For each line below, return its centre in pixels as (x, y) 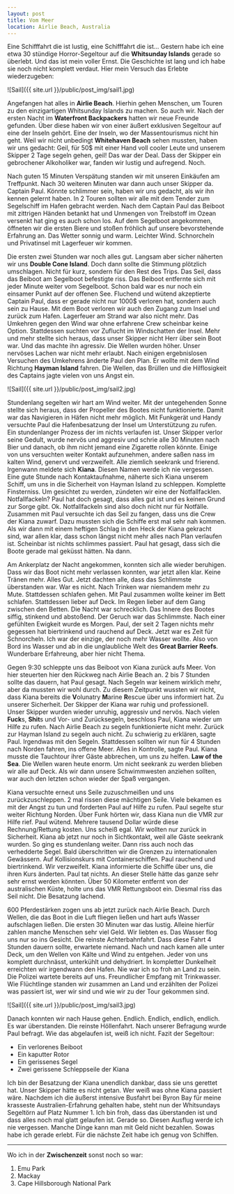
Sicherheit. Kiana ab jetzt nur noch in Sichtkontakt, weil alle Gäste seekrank (116, 837)
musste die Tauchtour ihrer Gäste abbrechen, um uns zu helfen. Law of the (115, 756)
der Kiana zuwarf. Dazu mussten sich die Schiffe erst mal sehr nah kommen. (117, 522)
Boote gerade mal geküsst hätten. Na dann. (70, 551)
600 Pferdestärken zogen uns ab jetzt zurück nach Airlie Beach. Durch (109, 910)
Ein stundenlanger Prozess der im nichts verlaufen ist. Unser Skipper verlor (115, 432)
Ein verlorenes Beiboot (50, 1047)
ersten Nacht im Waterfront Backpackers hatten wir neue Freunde (103, 118)
